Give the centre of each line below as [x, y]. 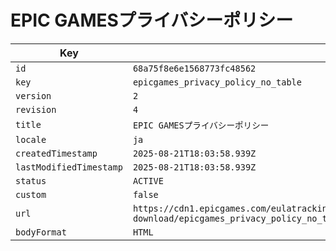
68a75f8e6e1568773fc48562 [194, 68]
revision [36, 109]
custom [31, 194]
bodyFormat [41, 232]
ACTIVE [148, 180]
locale [31, 139]
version [33, 95]
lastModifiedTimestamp [69, 167]
